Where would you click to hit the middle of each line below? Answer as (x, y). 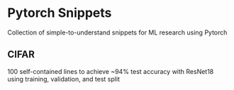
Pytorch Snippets (60, 13)
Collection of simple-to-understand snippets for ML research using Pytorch (117, 32)
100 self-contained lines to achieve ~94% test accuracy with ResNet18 (111, 71)
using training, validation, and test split (64, 79)
